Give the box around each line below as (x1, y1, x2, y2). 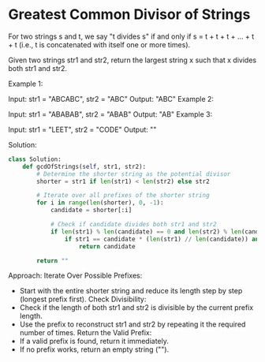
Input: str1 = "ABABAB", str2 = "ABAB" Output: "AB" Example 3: (8, 109, 213, 119)
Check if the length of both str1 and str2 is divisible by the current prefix (19, 303, 254, 312)
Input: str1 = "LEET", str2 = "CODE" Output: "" (8, 125, 157, 134)
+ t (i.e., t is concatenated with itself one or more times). (8, 39, 191, 49)
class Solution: (8, 155, 62, 163)
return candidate (78, 242, 136, 250)
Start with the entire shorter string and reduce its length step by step (19, 286, 243, 296)
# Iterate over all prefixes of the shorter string (36, 192, 211, 200)
